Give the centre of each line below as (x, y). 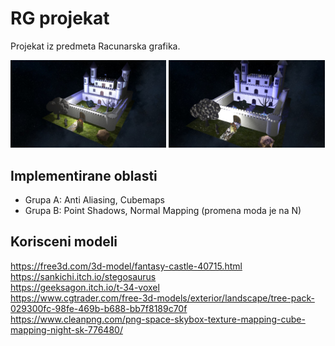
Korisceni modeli (64, 242)
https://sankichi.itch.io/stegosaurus (83, 276)
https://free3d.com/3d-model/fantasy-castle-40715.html (126, 266)
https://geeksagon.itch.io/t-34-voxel (85, 287)
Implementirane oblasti (84, 175)
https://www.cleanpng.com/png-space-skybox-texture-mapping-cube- (158, 319)
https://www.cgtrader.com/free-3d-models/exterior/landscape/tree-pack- (162, 298)
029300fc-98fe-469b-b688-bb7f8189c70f (99, 308)
